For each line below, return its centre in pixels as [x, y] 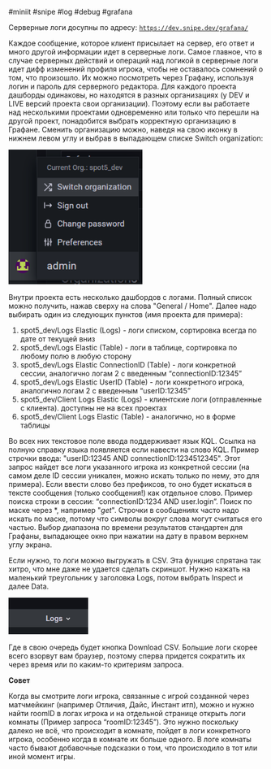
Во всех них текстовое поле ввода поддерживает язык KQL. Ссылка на [132, 441]
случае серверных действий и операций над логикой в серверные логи [133, 61]
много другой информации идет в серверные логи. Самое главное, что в [135, 52]
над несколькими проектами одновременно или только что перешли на [134, 112]
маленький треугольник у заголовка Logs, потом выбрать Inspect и [126, 578]
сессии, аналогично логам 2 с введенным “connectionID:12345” [131, 374]
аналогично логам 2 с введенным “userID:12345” [105, 391]
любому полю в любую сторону [76, 356]
